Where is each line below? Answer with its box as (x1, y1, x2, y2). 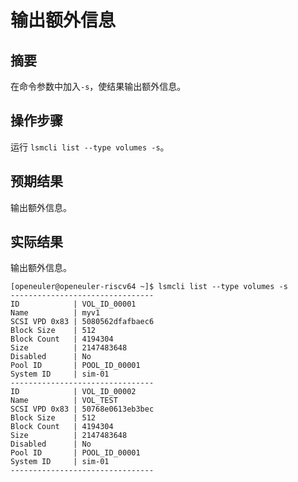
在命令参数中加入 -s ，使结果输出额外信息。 (10, 81, 187, 92)
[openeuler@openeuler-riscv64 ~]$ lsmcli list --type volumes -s (10, 282, 288, 292)
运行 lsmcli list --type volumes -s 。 (10, 141, 170, 153)
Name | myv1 (10, 308, 101, 318)
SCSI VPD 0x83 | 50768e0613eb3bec (10, 404, 155, 415)
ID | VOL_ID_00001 (10, 299, 137, 310)
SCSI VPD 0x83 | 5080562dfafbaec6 (10, 317, 155, 327)
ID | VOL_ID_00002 (10, 387, 137, 397)
